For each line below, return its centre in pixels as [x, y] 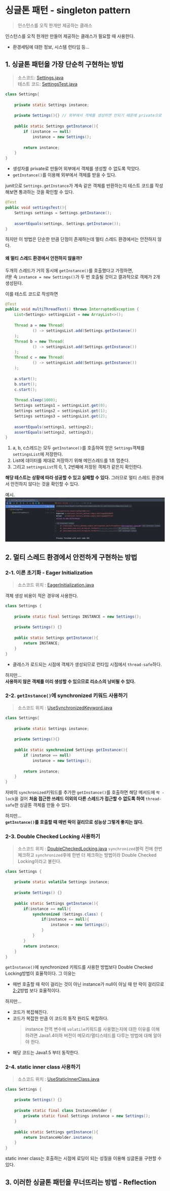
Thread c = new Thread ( [39, 358]
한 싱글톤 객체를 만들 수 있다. [42, 805]
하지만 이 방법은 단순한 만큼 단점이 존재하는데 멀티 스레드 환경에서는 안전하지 [81, 239]
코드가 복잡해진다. [30, 1012]
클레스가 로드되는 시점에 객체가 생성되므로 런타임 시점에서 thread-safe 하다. [87, 664]
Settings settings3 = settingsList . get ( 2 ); [61, 416]
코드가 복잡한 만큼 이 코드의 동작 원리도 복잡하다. [60, 1018]
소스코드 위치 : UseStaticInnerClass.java [58, 1079]
